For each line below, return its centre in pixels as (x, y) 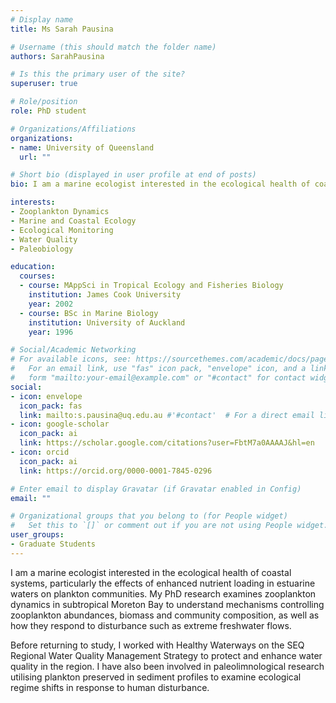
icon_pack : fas (51, 406)
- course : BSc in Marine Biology (89, 313)
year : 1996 (51, 332)
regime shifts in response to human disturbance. (110, 687)
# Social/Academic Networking (73, 350)
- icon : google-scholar (60, 424)
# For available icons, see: (71, 359)
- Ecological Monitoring (62, 230)
